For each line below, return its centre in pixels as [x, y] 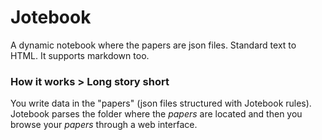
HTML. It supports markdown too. [80, 55]
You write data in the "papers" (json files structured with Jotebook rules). [161, 103]
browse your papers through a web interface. [104, 125]
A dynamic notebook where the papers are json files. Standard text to [153, 45]
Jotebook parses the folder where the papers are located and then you [156, 114]
